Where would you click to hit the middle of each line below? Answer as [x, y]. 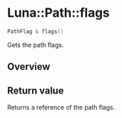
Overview [29, 67]
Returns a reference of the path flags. [61, 108]
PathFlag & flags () [36, 31]
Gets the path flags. [36, 45]
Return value [36, 90]
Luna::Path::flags [59, 13]
